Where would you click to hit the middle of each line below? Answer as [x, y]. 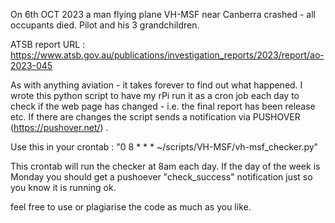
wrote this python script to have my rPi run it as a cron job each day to [155, 95]
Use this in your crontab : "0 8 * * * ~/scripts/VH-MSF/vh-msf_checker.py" [164, 147]
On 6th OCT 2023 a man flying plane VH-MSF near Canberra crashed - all [163, 14]
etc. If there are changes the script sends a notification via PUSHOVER [155, 117]
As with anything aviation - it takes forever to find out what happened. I [156, 85]
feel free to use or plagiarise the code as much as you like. [131, 207]
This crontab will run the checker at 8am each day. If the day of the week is [165, 166]
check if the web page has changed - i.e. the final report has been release [163, 106]
